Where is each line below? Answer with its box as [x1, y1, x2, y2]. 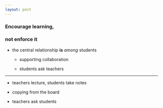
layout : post [5, 7, 32, 12]
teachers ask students [12, 98, 57, 104]
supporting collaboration [19, 56, 69, 62]
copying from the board [12, 89, 60, 95]
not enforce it [5, 36, 38, 43]
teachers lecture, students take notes [12, 79, 87, 85]
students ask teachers [19, 66, 64, 72]
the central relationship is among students [12, 47, 97, 53]
